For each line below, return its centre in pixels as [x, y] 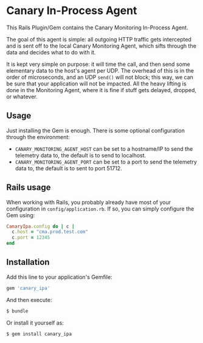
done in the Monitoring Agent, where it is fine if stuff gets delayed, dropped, [101, 90]
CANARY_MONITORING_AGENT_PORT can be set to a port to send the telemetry [106, 162]
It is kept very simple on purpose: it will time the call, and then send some [98, 64]
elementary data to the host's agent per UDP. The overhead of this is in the [100, 70]
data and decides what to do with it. [51, 52]
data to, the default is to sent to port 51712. [69, 168]
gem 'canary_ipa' [28, 288]
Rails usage [29, 188]
